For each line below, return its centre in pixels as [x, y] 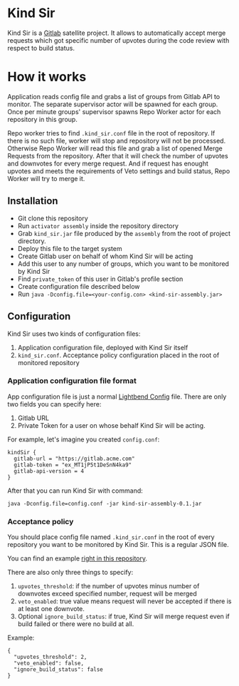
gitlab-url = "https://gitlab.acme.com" [74, 459]
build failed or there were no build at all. [76, 624]
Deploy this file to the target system [70, 248]
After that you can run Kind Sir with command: [75, 491]
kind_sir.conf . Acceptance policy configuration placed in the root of [118, 355]
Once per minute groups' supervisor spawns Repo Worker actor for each [114, 111]
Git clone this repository [53, 218]
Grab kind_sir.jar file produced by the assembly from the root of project [124, 233]
